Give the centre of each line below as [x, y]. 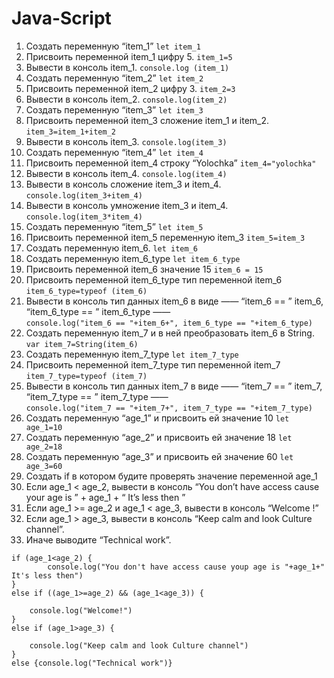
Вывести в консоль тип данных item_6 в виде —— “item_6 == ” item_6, [174, 301]
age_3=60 [44, 466]
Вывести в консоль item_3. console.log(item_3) [126, 141]
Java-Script [61, 18]
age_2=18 [44, 447]
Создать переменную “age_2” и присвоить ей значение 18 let [159, 437]
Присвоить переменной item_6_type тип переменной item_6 [154, 279]
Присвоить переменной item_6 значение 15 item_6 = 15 [144, 269]
